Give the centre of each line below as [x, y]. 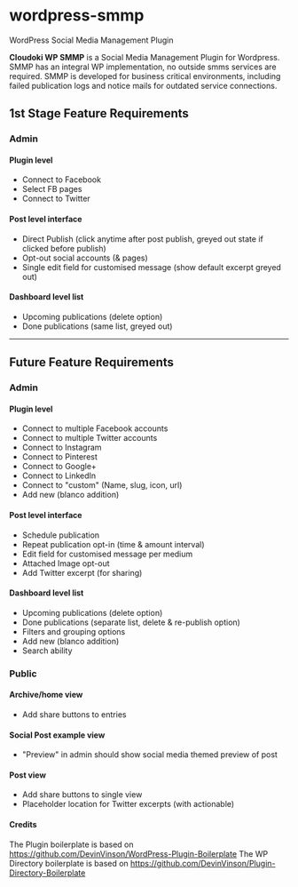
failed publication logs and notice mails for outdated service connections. [143, 85]
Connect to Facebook [62, 180]
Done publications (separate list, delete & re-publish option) [131, 622]
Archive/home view [46, 695]
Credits [23, 824]
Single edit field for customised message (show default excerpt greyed [152, 267]
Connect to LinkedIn [59, 475]
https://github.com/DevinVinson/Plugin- [203, 863]
